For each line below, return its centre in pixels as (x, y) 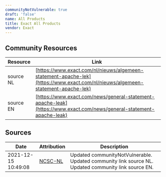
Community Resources (41, 48)
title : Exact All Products (33, 23)
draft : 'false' (21, 14)
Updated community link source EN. (112, 167)
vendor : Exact (20, 28)
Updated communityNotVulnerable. (111, 155)
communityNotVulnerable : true (36, 10)
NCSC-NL (51, 161)
